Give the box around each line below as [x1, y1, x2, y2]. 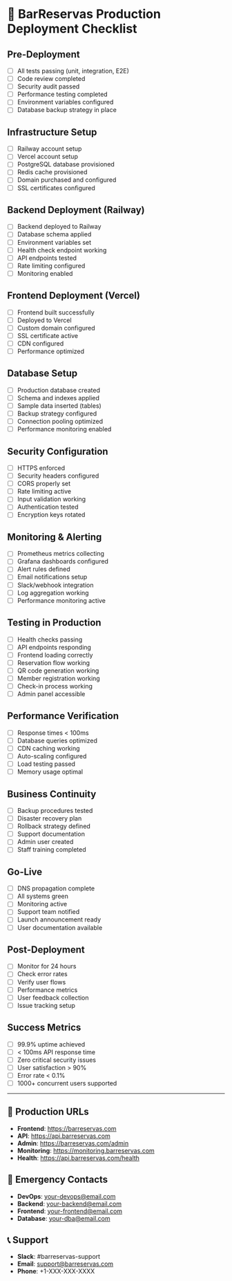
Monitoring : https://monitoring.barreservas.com [17, 1146, 155, 1154]
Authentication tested [17, 503, 79, 511]
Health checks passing [17, 635, 83, 644]
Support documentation [17, 830, 85, 839]
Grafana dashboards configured [17, 557, 109, 565]
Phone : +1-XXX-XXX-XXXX [17, 1267, 95, 1275]
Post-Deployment [7, 944, 85, 955]
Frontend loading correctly [17, 651, 93, 659]
